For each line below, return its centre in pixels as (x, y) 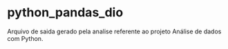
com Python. (25, 38)
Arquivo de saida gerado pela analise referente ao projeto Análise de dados (114, 31)
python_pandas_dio (65, 13)
